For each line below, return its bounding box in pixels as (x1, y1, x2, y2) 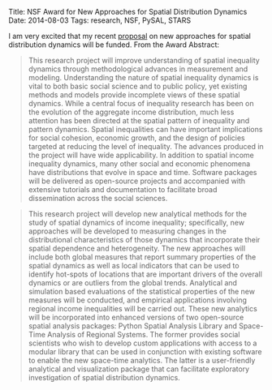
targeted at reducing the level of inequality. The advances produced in (28, 142, 264, 151)
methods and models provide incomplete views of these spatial (28, 90, 240, 100)
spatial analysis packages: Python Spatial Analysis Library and (28, 321, 237, 331)
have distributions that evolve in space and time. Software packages (28, 168, 257, 177)
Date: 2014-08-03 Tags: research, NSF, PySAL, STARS (8, 15, 192, 25)
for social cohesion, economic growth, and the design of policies (28, 133, 245, 143)
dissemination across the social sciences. (28, 194, 168, 203)
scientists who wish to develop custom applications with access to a (28, 338, 257, 348)
